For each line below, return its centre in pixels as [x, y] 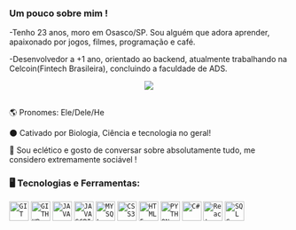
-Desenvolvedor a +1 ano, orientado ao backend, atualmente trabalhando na [148, 59]
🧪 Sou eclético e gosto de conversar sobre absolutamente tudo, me [132, 150]
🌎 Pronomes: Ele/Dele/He [57, 113]
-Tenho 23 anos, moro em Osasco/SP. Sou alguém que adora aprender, [140, 33]
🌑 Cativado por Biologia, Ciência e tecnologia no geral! [110, 133]
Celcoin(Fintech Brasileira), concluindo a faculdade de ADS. [118, 68]
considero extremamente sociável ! [73, 160]
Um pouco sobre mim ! [58, 13]
